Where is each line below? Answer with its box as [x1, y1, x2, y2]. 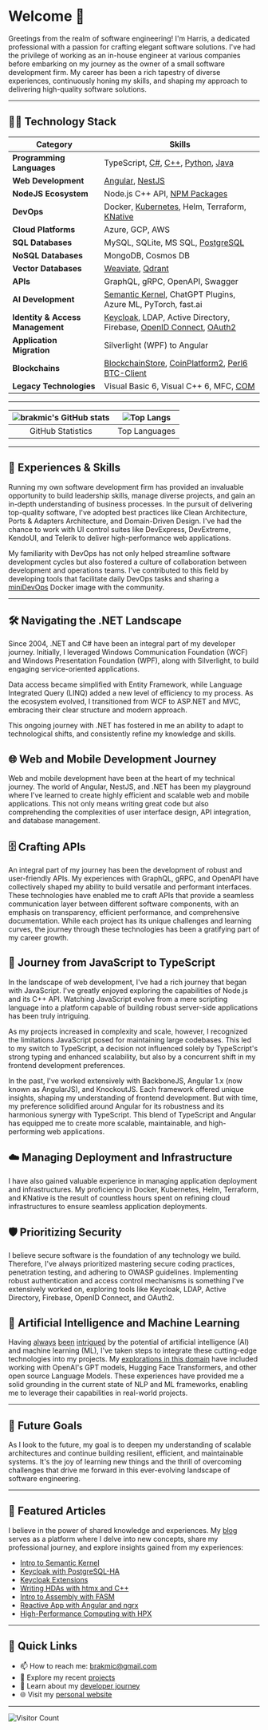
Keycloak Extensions [19, 1574, 89, 1584]
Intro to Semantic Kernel [19, 1558, 100, 1567]
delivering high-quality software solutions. [8, 84, 148, 94]
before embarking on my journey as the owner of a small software [8, 59, 226, 69]
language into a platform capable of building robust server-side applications [8, 1003, 258, 1012]
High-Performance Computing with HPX [19, 1609, 152, 1618]
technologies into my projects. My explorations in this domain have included [8, 1354, 258, 1364]
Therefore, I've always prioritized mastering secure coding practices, [8, 1259, 235, 1269]
